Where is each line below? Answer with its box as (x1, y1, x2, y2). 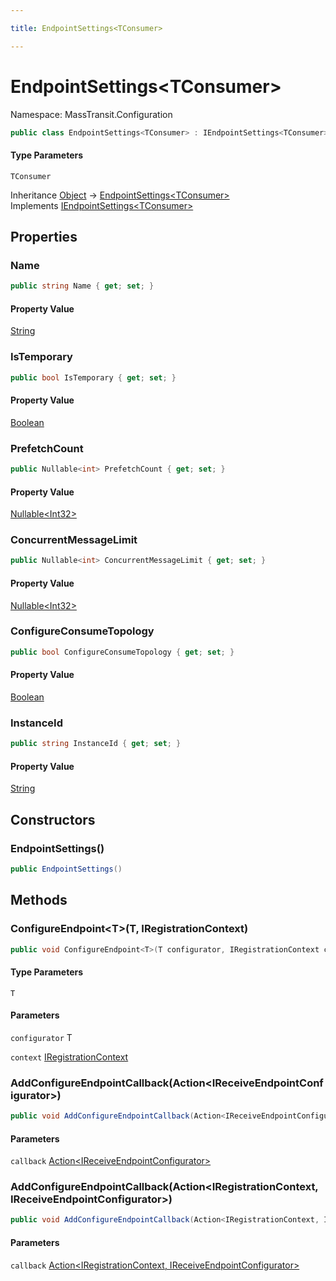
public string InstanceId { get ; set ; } (10, 739, 182, 749)
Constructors (10, 811, 96, 828)
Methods (10, 892, 68, 909)
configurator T (10, 1031, 73, 1043)
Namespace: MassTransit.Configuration (10, 108, 173, 120)
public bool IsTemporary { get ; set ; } (10, 372, 177, 383)
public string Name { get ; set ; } (10, 281, 155, 291)
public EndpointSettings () (10, 864, 123, 874)
